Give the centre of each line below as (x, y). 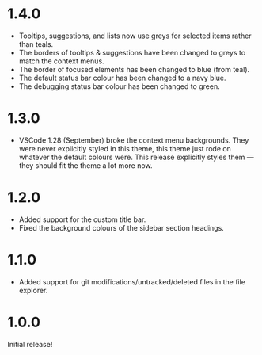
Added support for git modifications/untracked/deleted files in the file (132, 281)
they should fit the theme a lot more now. (85, 165)
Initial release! (30, 344)
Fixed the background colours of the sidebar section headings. (122, 227)
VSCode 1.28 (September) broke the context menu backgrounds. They (134, 140)
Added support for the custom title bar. (82, 219)
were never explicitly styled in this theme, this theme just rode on (125, 148)
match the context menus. (61, 61)
